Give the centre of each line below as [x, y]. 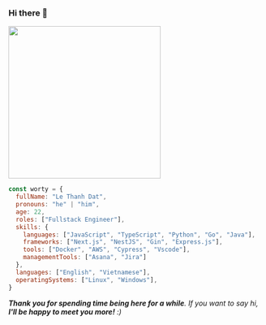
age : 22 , [30, 212]
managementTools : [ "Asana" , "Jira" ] [85, 258]
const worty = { [36, 189]
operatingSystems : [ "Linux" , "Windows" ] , [87, 279]
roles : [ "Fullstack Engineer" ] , [71, 219]
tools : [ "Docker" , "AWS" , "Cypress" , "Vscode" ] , [107, 250]
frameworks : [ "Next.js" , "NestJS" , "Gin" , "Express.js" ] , [123, 242]
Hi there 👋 [28, 13]
